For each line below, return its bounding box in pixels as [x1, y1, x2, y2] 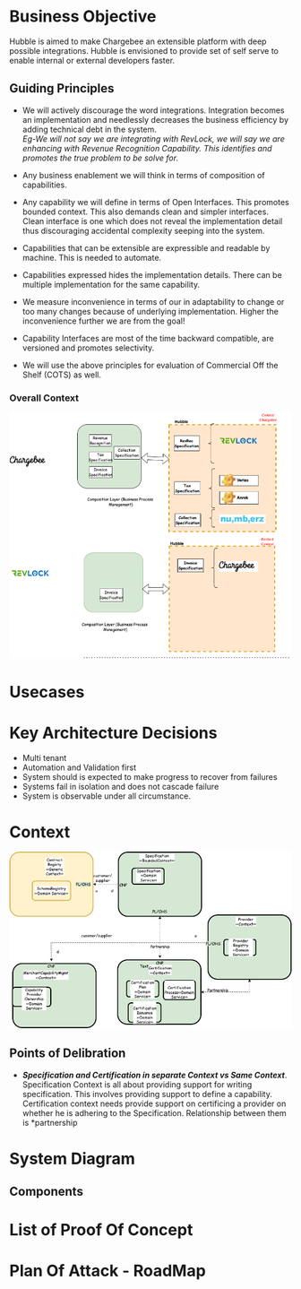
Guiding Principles [9, 81, 115, 96]
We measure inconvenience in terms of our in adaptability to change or [21, 296, 285, 307]
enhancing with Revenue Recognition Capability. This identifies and [21, 143, 272, 153]
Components [9, 1184, 83, 1199]
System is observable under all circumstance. [21, 791, 191, 801]
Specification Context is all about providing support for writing [21, 1078, 253, 1090]
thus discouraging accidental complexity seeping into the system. [21, 225, 265, 236]
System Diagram [9, 1148, 136, 1169]
